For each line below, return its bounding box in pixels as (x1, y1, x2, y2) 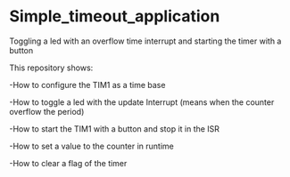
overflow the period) (9, 106, 85, 117)
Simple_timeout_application (9, 6, 220, 27)
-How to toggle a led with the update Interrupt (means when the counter (9, 96, 275, 108)
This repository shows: (9, 62, 94, 73)
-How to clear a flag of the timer (9, 157, 128, 168)
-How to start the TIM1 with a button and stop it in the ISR (9, 123, 220, 134)
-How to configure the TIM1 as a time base (9, 79, 166, 90)
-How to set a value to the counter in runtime (9, 141, 174, 151)
